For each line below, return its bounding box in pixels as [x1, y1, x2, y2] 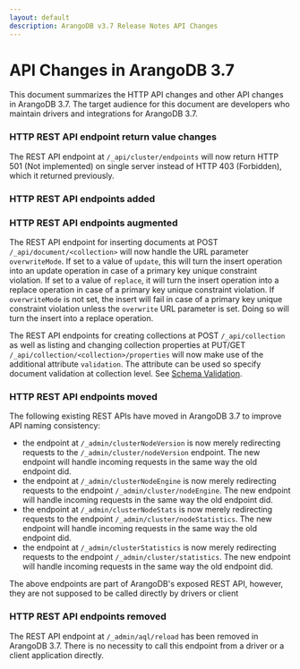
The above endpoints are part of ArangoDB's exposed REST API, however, [9, 579, 284, 589]
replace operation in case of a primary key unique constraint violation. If [9, 284, 275, 295]
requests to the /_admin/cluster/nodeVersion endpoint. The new [21, 447, 261, 458]
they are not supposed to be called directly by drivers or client [9, 588, 239, 599]
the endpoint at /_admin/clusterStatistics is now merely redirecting [21, 542, 277, 553]
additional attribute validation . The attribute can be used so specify [9, 359, 261, 369]
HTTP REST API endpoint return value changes [9, 131, 218, 143]
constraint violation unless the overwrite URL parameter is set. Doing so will [9, 303, 289, 314]
